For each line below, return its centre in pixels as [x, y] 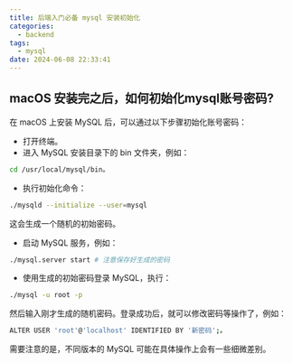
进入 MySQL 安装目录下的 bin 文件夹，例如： [106, 152]
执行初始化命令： [54, 188]
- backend [36, 34]
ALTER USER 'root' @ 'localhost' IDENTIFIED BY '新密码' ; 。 [118, 330]
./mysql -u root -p [46, 295]
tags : [19, 43]
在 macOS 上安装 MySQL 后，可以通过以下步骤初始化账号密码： [128, 122]
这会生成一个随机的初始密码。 [65, 223]
